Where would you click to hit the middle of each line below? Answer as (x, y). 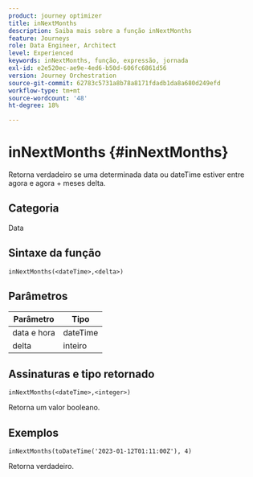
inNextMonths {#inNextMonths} (118, 152)
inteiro (75, 345)
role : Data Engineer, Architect (62, 46)
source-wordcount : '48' (48, 98)
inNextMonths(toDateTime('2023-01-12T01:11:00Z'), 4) (100, 451)
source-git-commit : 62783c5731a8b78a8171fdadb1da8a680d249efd (114, 83)
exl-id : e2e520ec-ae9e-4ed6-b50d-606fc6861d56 (88, 68)
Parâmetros (38, 296)
